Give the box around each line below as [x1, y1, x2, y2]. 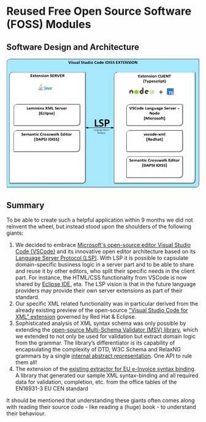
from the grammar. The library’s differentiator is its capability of [15, 339, 175, 346]
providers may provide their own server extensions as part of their [15, 287, 183, 294]
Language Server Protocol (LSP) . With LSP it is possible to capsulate [15, 254, 189, 262]
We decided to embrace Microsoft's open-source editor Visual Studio [15, 241, 191, 249]
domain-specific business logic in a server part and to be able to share [15, 261, 194, 268]
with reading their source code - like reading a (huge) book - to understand [6, 404, 196, 411]
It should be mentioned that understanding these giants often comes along [6, 397, 195, 404]
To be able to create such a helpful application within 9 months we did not [6, 216, 193, 224]
